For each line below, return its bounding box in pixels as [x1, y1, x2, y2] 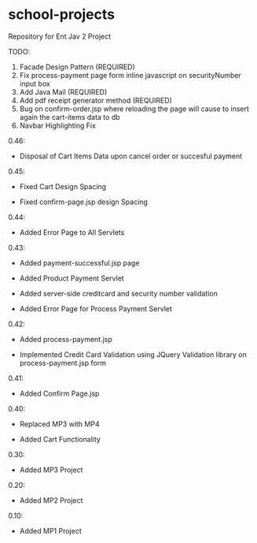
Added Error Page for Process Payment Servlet [19, 303, 173, 313]
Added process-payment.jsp [19, 334, 112, 344]
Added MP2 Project [19, 495, 83, 505]
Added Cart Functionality [19, 434, 101, 444]
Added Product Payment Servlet [19, 273, 124, 283]
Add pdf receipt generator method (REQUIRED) [19, 95, 173, 105]
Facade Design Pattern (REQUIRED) [19, 61, 135, 72]
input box [19, 79, 51, 88]
